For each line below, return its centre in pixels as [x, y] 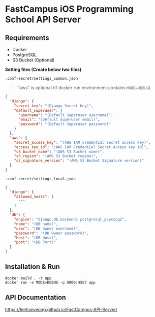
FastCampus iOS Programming [69, 9]
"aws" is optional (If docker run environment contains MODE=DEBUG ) [84, 88]
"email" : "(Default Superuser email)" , [59, 120]
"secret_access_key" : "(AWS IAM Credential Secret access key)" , [82, 142]
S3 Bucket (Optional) [33, 60]
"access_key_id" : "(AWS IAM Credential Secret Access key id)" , [81, 147]
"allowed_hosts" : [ [34, 196]
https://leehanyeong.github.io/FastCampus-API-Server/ [61, 309]
